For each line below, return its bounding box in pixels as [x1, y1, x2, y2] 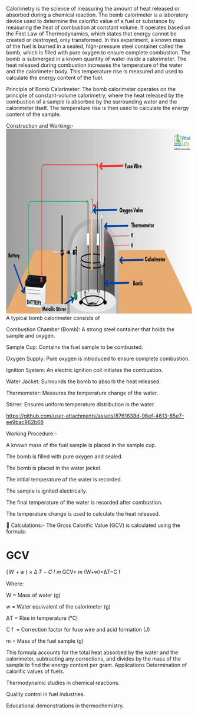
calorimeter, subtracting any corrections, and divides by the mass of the [6, 655, 181, 662]
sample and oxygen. [6, 332, 55, 339]
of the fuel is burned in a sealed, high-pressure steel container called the [6, 43, 183, 50]
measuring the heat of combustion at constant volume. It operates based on [6, 24, 191, 31]
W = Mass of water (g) [6, 591, 61, 598]
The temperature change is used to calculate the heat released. [6, 510, 160, 517]
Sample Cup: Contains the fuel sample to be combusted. [6, 344, 143, 351]
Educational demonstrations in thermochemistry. [6, 702, 124, 709]
